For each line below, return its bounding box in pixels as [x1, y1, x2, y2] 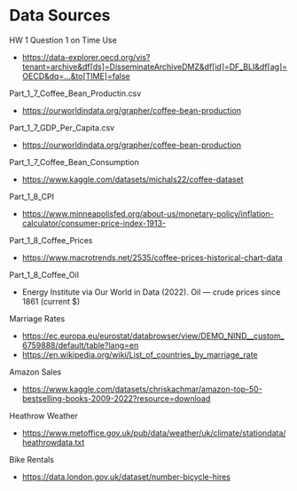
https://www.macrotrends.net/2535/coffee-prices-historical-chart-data [21, 252, 283, 263]
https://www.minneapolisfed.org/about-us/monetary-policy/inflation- [21, 208, 274, 218]
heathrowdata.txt [21, 437, 85, 447]
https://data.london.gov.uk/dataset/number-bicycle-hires [21, 471, 231, 482]
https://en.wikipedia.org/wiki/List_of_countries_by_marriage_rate [21, 349, 259, 360]
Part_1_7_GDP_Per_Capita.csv [9, 122, 115, 133]
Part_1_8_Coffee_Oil [9, 269, 80, 280]
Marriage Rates [9, 313, 66, 324]
